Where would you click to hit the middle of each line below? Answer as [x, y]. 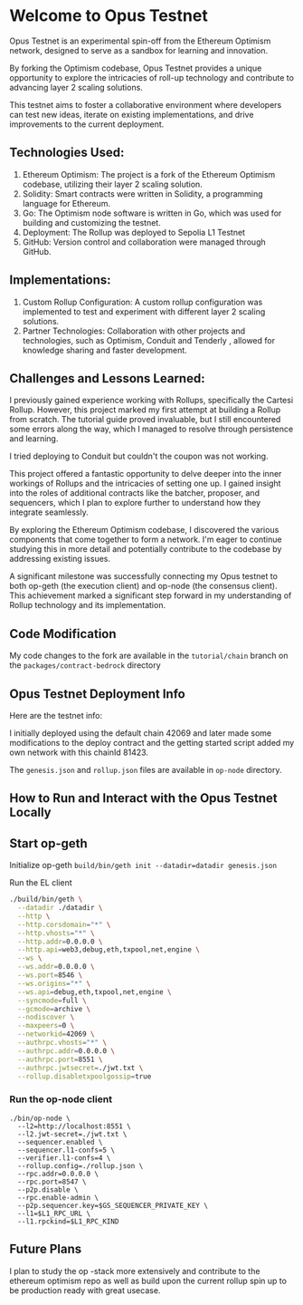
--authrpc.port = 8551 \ [60, 1059]
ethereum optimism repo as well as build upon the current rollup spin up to [148, 1281]
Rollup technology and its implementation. [87, 605]
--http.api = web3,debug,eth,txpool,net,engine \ [109, 950]
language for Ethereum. [66, 203]
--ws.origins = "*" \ [54, 983]
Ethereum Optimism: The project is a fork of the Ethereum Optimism [149, 174]
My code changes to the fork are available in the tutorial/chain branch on [149, 656]
